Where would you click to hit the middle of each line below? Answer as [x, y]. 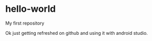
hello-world [31, 9]
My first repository [25, 23]
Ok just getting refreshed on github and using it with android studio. [77, 33]
